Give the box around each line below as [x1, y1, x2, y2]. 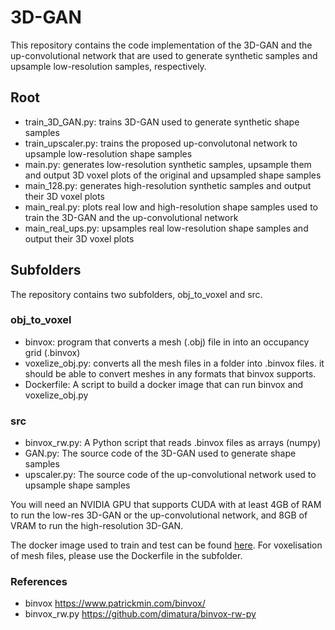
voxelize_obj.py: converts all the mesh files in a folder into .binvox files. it [24, 357, 325, 369]
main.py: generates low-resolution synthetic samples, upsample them [24, 158, 312, 170]
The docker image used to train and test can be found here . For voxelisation [10, 539, 323, 551]
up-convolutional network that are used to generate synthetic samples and [10, 49, 318, 61]
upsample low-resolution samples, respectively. [10, 60, 207, 72]
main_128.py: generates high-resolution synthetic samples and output [24, 179, 312, 191]
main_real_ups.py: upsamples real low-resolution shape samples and [24, 222, 309, 234]
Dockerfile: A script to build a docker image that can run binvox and [24, 378, 304, 390]
